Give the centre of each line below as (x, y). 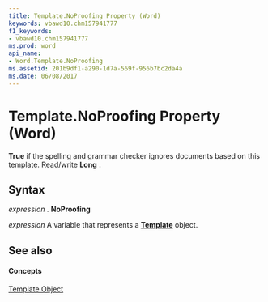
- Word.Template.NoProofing (56, 62)
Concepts (25, 271)
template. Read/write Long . (55, 164)
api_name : (25, 53)
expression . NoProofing (49, 209)
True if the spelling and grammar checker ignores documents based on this (134, 155)
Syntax (27, 190)
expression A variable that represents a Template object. (103, 225)
